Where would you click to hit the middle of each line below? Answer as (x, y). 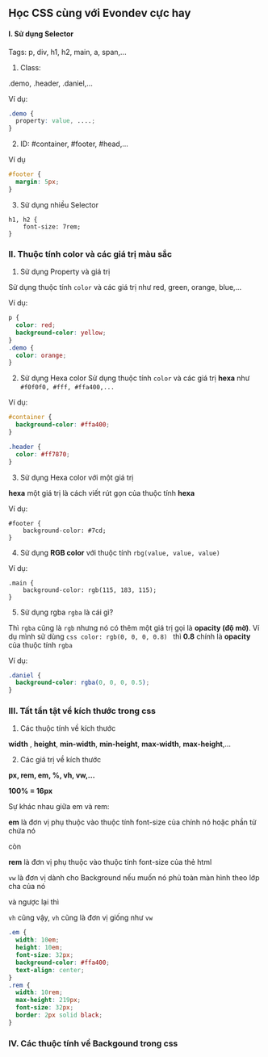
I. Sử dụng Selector (41, 34)
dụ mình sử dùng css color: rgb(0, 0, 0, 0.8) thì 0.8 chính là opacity (130, 636)
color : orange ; (41, 355)
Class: (31, 67)
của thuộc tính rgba (40, 644)
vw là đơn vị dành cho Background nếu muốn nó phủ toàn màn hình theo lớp (134, 878)
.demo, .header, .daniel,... (50, 83)
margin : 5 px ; (38, 182)
